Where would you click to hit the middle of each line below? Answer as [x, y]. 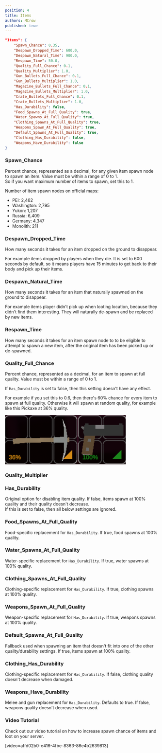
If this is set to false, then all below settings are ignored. [61, 509]
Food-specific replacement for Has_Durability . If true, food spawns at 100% [81, 532]
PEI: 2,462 [22, 200]
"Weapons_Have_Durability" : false [49, 143]
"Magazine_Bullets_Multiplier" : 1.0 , [52, 91]
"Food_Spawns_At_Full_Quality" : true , [53, 112]
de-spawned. [18, 351]
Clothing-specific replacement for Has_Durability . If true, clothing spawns [79, 589]
